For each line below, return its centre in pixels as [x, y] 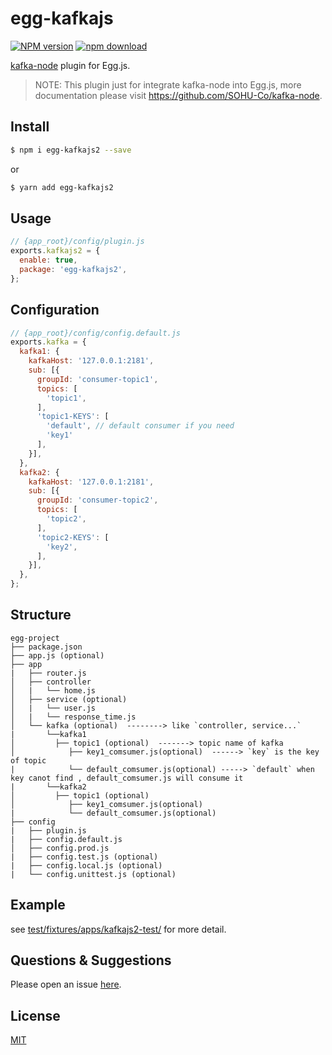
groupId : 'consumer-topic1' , [97, 379]
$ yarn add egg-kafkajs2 [62, 187]
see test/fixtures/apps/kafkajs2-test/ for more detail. [118, 929]
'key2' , [62, 547]
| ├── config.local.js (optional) [86, 865]
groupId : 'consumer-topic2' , [97, 500]
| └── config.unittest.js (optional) [93, 874]
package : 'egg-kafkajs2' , [73, 269]
